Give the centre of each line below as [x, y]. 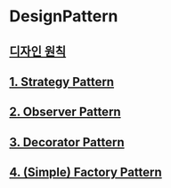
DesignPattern [64, 16]
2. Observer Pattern [65, 112]
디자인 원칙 [38, 51]
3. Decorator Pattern [67, 142]
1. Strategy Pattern [61, 82]
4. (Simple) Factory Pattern [85, 172]
